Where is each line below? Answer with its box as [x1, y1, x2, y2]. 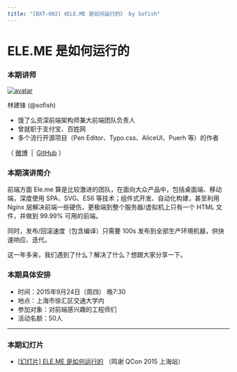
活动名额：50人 [17, 313, 63, 322]
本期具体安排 [7, 270, 51, 280]
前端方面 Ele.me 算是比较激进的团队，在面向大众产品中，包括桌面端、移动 [7, 185, 222, 194]
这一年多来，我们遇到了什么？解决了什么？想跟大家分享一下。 [7, 251, 187, 259]
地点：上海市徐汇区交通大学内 [17, 296, 104, 304]
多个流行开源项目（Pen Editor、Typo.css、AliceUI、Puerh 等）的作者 [17, 133, 219, 142]
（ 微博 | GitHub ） [7, 149, 65, 157]
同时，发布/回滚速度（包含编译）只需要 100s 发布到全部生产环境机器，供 [7, 227, 219, 235]
